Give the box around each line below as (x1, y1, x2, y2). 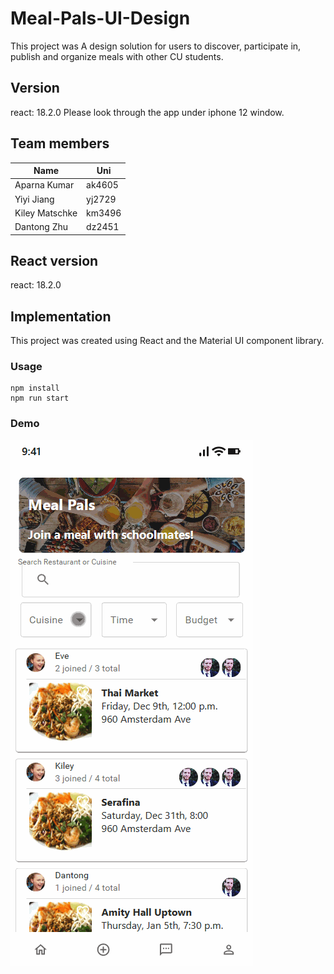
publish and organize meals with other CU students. (10, 50, 224, 62)
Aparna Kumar (14, 179, 75, 191)
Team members (10, 135, 110, 152)
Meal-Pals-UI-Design (10, 7, 191, 30)
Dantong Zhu (14, 221, 69, 233)
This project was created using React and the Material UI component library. (10, 335, 325, 347)
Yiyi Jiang (14, 193, 55, 205)
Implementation (10, 308, 112, 325)
